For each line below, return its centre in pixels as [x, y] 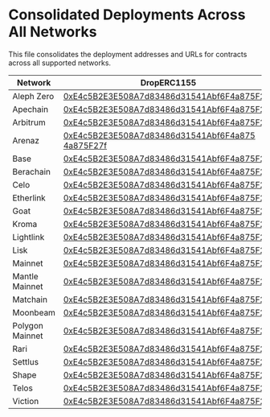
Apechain [31, 109]
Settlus [25, 361]
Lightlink [29, 237]
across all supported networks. [59, 63]
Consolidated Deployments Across [127, 15]
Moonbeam [34, 312]
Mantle [25, 276]
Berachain [31, 171]
